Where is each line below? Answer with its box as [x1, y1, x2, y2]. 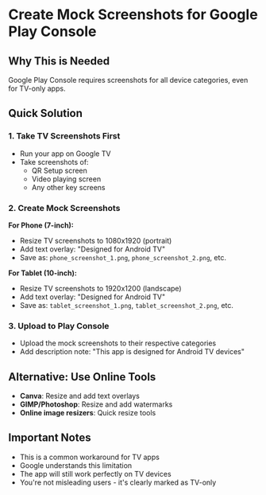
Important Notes [8, 431, 91, 445]
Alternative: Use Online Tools [8, 370, 156, 384]
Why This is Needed [8, 54, 110, 68]
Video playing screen [31, 173, 102, 184]
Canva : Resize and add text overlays [19, 392, 141, 401]
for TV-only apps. [8, 84, 66, 93]
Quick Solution [8, 107, 83, 120]
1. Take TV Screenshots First [8, 131, 121, 142]
